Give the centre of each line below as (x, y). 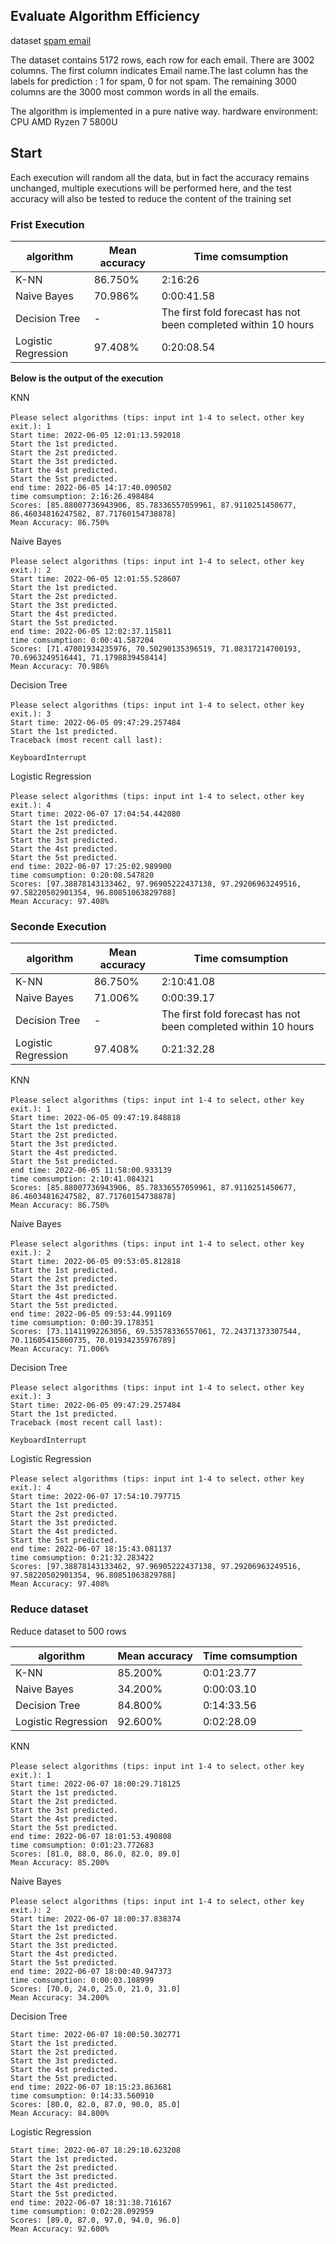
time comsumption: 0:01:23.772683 (82, 1845)
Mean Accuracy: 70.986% (60, 666)
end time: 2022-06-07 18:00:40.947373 (91, 1971)
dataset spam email (51, 40)
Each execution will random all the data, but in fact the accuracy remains (160, 177)
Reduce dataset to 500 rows (68, 1631)
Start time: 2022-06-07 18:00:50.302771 (96, 2034)
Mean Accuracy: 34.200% (60, 1997)
